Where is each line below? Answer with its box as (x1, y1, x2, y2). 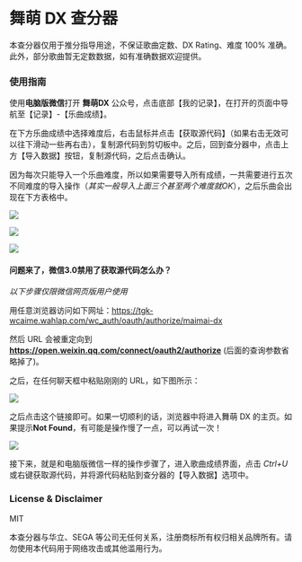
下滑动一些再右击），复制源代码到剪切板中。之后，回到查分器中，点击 (24, 139, 281, 150)
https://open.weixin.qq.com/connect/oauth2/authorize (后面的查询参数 (9, 345, 281, 356)
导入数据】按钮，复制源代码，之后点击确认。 (24, 150, 191, 162)
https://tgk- (111, 305, 155, 316)
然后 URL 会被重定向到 (9, 334, 93, 345)
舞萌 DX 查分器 (9, 8, 119, 29)
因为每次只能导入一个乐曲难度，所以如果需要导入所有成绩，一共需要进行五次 (9, 170, 293, 180)
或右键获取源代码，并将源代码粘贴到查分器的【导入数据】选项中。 (9, 470, 253, 480)
